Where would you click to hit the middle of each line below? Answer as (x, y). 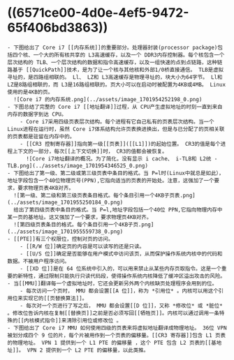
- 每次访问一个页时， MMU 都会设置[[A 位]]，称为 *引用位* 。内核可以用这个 (119, 291)
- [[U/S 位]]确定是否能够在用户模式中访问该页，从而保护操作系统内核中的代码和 (121, 254)
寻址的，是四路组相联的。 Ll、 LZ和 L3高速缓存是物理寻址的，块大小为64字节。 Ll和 (115, 77)
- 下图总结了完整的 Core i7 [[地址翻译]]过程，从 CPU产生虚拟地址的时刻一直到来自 (115, 107)
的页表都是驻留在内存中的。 (41, 136)
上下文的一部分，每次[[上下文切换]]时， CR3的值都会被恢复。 (90, 151)
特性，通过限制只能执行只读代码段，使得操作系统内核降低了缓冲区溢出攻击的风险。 (124, 276)
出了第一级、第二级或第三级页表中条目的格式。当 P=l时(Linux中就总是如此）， (127, 173)
